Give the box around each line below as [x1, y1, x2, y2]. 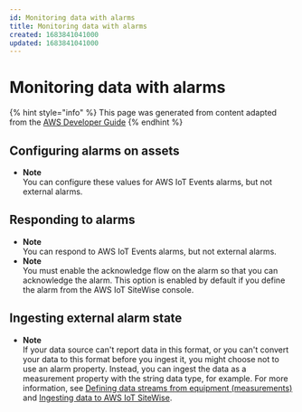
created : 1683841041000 [9, 30, 99, 39]
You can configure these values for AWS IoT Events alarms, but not [22, 177, 273, 187]
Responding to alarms [9, 212, 136, 228]
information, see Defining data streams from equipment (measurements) [22, 382, 293, 393]
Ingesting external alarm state [9, 311, 183, 326]
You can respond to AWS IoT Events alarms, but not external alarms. [22, 246, 278, 257]
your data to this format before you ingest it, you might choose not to [22, 353, 280, 364]
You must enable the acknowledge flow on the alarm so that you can [22, 265, 278, 276]
